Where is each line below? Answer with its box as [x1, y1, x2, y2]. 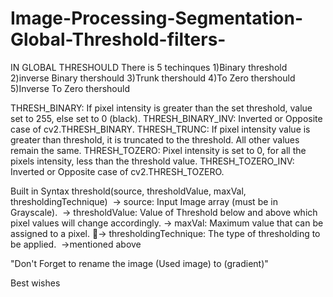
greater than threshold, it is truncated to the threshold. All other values [10, 133, 300, 146]
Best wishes [10, 277, 61, 289]
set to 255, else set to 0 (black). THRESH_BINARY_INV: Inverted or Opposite [10, 112, 323, 124]
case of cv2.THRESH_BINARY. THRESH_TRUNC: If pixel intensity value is [10, 123, 311, 135]
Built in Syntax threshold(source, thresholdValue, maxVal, [10, 185, 247, 197]
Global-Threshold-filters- [10, 28, 227, 51]
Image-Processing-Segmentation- [10, 7, 304, 30]
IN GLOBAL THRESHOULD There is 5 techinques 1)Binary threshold [10, 61, 288, 73]
